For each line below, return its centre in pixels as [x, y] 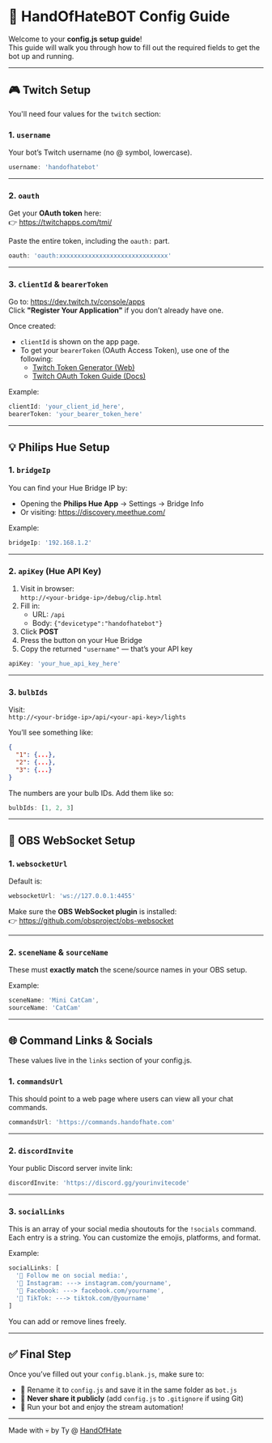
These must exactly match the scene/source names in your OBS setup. [128, 970]
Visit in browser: [47, 589]
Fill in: [30, 606]
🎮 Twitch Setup [50, 90]
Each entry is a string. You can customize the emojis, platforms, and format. [135, 1237]
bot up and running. [41, 56]
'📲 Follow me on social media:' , [72, 1276]
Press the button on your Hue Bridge [81, 640]
